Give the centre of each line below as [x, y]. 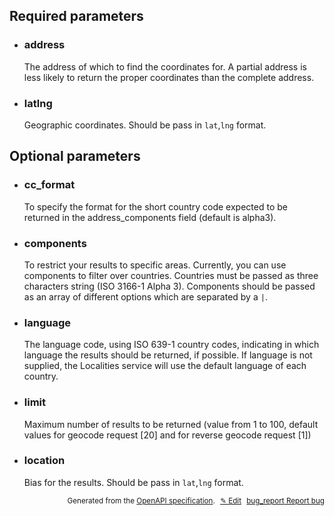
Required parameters [76, 16]
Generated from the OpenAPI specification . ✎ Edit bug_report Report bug [196, 500]
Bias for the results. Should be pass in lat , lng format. [133, 482]
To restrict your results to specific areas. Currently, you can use [155, 265]
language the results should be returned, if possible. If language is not [168, 355]
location [44, 461]
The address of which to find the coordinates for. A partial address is [165, 66]
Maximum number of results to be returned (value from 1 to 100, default [171, 424]
